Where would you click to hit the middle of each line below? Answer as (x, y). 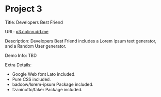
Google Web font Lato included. (44, 74)
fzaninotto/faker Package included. (47, 89)
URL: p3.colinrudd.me (27, 31)
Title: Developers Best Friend (34, 22)
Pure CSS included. (31, 79)
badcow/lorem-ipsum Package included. (53, 84)
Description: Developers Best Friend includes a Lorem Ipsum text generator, (81, 41)
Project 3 (24, 9)
